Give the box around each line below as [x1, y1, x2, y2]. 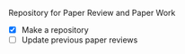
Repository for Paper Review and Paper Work [8, 8, 176, 18]
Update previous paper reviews [21, 35, 138, 45]
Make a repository [21, 25, 89, 35]
